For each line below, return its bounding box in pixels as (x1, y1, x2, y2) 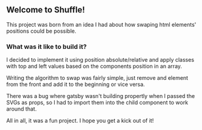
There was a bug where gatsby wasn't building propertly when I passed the (6, 93, 195, 100)
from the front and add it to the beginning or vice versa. (6, 81, 146, 88)
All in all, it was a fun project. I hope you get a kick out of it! (6, 117, 154, 125)
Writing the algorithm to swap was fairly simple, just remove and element (6, 74, 189, 82)
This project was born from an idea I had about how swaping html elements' (6, 21, 197, 28)
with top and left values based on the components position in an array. (6, 63, 183, 70)
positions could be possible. (6, 27, 77, 34)
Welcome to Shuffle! (6, 5, 86, 15)
